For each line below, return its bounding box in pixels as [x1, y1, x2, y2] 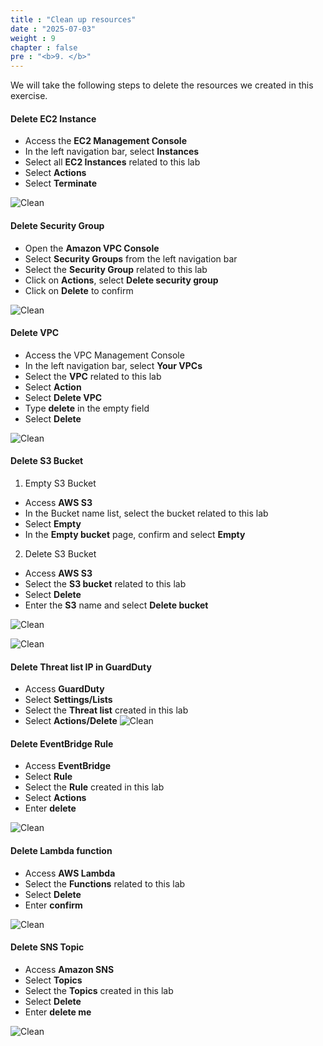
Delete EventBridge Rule [10, 737, 114, 750]
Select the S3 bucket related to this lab [24, 577, 187, 590]
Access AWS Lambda [24, 867, 116, 879]
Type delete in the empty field [24, 402, 150, 414]
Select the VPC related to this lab [24, 370, 162, 382]
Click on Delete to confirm [24, 284, 134, 296]
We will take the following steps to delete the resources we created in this [10, 79, 314, 91]
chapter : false [10, 42, 78, 53]
